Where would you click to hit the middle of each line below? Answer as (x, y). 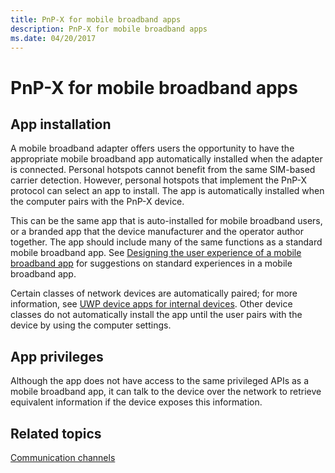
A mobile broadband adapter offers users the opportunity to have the (152, 148)
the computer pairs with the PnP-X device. (97, 202)
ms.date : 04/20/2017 (53, 38)
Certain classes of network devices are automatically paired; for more (154, 293)
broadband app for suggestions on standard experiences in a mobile (151, 263)
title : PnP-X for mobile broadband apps (96, 19)
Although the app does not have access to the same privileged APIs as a (160, 381)
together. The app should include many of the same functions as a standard (166, 242)
